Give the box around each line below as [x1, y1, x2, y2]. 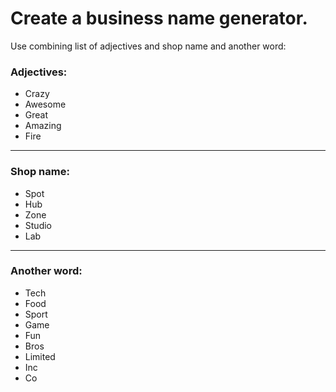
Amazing [24, 120, 62, 132]
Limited [24, 350, 56, 362]
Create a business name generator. [10, 7, 308, 30]
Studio [24, 219, 52, 231]
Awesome [24, 98, 67, 111]
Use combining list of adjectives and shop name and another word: [10, 40, 287, 52]
